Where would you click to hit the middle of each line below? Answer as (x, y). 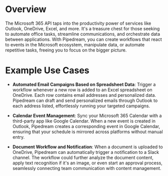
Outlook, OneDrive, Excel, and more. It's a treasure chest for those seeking (82, 28)
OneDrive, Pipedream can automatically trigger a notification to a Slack (86, 152)
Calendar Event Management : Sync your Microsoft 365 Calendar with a (87, 115)
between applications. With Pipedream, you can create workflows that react (83, 39)
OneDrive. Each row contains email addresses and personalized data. (84, 95)
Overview (26, 9)
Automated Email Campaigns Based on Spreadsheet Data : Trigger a (84, 84)
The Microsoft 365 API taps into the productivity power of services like (78, 23)
